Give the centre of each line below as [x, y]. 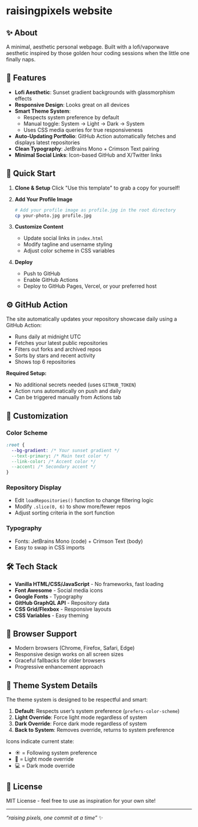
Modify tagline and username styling [68, 245]
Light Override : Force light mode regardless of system [81, 717]
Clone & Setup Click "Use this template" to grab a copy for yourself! [97, 188]
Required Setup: [27, 373]
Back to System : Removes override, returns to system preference [95, 730]
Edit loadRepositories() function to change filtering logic [84, 500]
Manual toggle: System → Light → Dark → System [84, 123]
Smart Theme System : [42, 111]
